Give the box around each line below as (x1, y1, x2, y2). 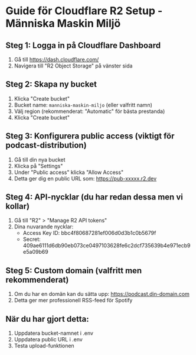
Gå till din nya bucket (14, 156, 66, 163)
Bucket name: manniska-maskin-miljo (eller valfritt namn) (14, 101, 153, 108)
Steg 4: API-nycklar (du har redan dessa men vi (5, 192, 184, 202)
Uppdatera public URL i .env (14, 336, 83, 343)
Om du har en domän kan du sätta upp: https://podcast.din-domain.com (14, 291, 190, 298)
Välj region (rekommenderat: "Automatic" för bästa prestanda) (14, 108, 165, 115)
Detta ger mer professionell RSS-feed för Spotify (14, 297, 133, 304)
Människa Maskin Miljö (5, 17, 121, 30)
